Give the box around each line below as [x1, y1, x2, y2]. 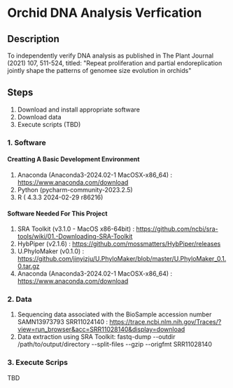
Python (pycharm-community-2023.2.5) [17, 185, 133, 194]
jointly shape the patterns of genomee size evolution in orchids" [7, 67, 192, 74]
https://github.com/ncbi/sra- [136, 225, 218, 233]
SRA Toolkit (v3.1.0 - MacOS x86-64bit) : [17, 225, 135, 233]
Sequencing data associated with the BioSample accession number [17, 310, 212, 319]
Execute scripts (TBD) [17, 120, 81, 128]
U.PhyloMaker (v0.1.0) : [17, 247, 85, 255]
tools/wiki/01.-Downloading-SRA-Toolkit [17, 232, 133, 241]
